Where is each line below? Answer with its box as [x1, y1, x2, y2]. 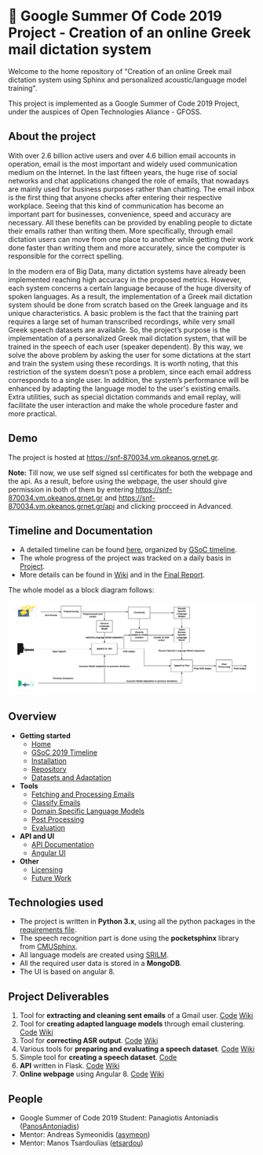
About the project [8, 130, 97, 143]
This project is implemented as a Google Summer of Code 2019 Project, [8, 98, 239, 108]
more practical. [8, 409, 57, 418]
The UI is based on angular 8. [19, 967, 115, 976]
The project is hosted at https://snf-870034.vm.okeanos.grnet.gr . [8, 452, 220, 462]
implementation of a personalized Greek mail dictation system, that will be [8, 333, 247, 343]
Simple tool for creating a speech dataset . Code [19, 1053, 177, 1062]
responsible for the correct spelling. [8, 251, 124, 261]
